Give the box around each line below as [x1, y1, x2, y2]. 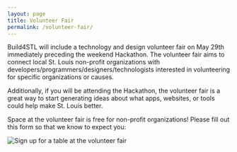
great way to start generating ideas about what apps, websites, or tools [7, 94, 215, 103]
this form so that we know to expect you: [7, 123, 127, 131]
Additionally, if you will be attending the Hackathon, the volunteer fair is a [7, 86, 221, 95]
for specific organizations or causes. [7, 73, 115, 81]
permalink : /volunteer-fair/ [7, 23, 93, 30]
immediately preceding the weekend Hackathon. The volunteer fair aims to [7, 50, 225, 59]
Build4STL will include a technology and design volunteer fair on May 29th [7, 43, 225, 52]
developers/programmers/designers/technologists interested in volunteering [7, 65, 231, 74]
